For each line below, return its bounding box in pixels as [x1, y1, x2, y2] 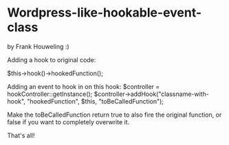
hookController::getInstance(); [7, 90, 93, 98]
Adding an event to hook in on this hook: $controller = [7, 82, 160, 90]
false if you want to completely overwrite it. [7, 117, 130, 126]
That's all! [7, 131, 35, 139]
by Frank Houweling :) [7, 42, 70, 50]
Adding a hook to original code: [7, 55, 96, 64]
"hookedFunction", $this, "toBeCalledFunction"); [27, 97, 164, 105]
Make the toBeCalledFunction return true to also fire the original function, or [7, 110, 222, 119]
